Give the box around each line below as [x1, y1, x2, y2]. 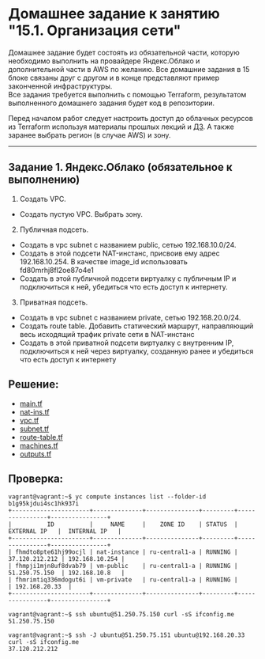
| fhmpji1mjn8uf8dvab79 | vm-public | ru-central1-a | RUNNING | [8, 562, 238, 570]
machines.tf [19, 441, 58, 450]
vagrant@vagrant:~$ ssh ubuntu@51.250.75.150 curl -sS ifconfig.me [8, 611, 235, 619]
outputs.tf [19, 449, 52, 459]
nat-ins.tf [19, 407, 50, 416]
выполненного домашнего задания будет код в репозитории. [8, 98, 215, 108]
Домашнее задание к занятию [8, 5, 221, 23]
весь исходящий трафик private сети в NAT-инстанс [19, 329, 195, 339]
